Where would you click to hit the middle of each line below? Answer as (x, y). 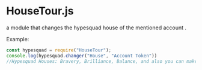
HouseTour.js (40, 11)
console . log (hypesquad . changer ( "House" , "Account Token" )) (82, 56)
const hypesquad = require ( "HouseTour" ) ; (59, 50)
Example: (18, 39)
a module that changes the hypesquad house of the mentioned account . (96, 28)
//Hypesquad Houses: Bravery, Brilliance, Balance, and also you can (95, 61)
